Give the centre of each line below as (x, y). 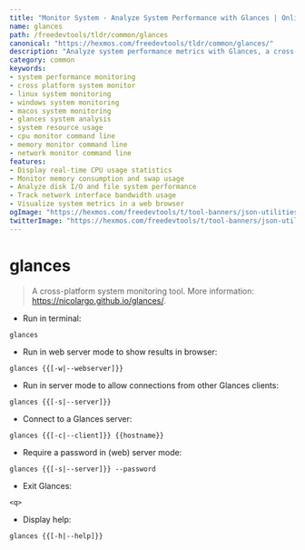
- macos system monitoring (60, 111)
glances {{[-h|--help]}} (56, 536)
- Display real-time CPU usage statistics (91, 170)
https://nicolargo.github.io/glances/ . (98, 300)
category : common (42, 60)
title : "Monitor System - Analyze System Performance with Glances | (144, 18)
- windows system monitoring (64, 102)
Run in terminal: (52, 318)
